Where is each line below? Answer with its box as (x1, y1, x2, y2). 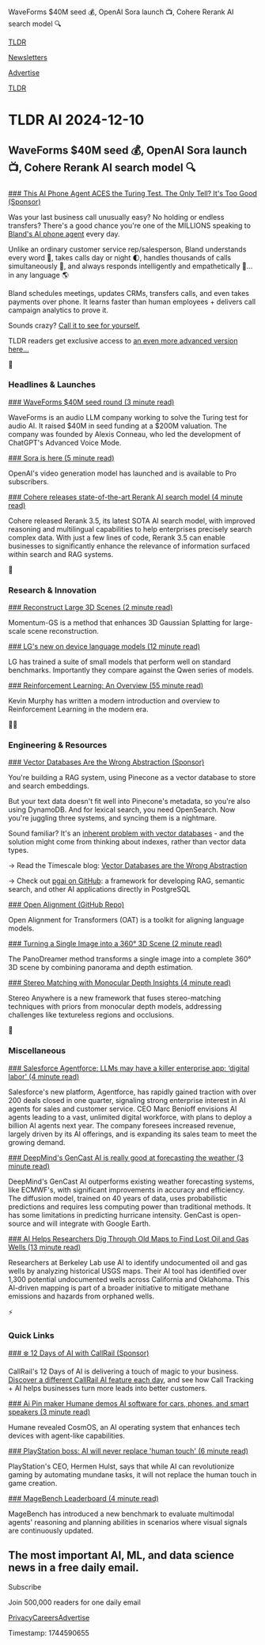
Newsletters (8, 53, 47, 62)
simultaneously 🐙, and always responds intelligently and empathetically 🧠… (8, 261, 253, 271)
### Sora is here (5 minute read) (8, 453, 115, 462)
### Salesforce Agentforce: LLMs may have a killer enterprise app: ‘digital (8, 1063, 250, 1073)
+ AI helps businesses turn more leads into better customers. (8, 1383, 207, 1393)
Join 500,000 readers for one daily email (8, 1598, 141, 1607)
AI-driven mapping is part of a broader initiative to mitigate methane (8, 1283, 229, 1292)
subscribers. (8, 476, 49, 486)
